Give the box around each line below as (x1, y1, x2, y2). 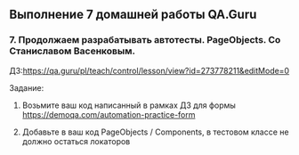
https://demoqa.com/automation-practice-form (21, 109, 196, 119)
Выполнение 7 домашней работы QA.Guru (9, 7, 257, 22)
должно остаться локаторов (21, 135, 131, 146)
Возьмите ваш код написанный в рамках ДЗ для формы (21, 100, 236, 110)
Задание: (9, 82, 44, 93)
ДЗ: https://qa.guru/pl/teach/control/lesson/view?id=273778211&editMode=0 (9, 65, 290, 76)
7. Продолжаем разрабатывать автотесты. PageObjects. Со (9, 34, 281, 46)
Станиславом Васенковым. (9, 45, 136, 57)
